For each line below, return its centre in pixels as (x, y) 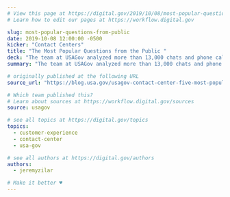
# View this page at (37, 13)
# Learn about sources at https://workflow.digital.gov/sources (101, 101)
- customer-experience (46, 133)
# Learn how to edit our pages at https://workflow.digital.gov (101, 20)
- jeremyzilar (33, 171)
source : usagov (29, 108)
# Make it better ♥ (35, 183)
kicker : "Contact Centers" (46, 45)
